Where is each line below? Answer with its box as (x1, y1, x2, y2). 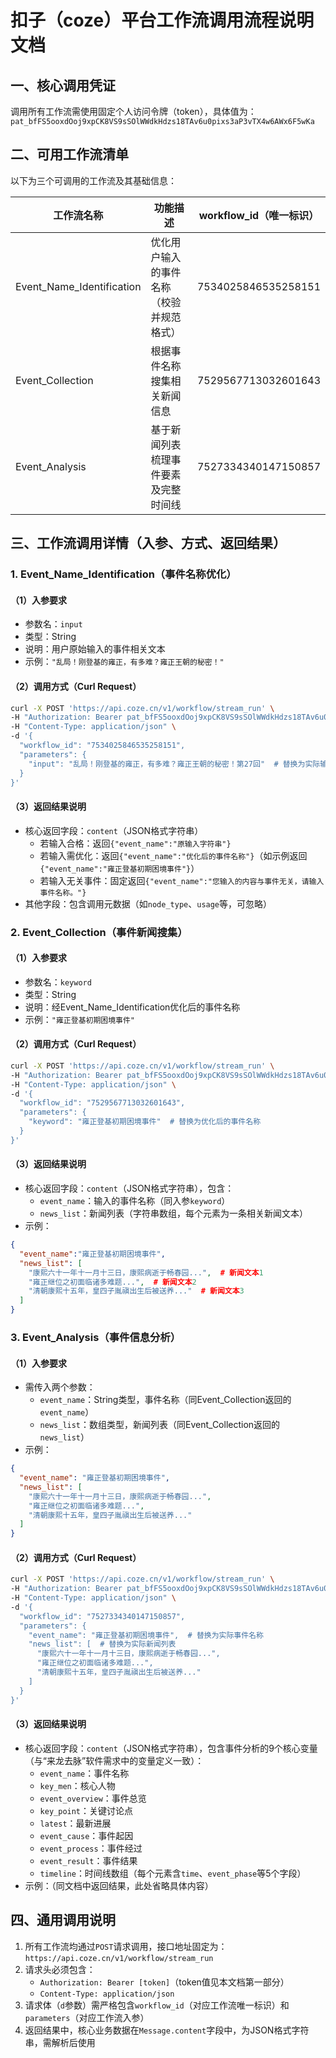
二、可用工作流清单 (10, 146, 129, 163)
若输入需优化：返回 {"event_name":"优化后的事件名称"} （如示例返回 (39, 849, 308, 861)
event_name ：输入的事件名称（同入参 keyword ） (39, 1195, 231, 1207)
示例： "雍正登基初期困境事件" (24, 1013, 136, 1025)
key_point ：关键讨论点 (39, 1804, 134, 1816)
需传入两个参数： (24, 1381, 96, 1393)
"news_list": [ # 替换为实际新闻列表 (28, 1639, 177, 1650)
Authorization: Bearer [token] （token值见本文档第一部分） (39, 1976, 290, 1988)
